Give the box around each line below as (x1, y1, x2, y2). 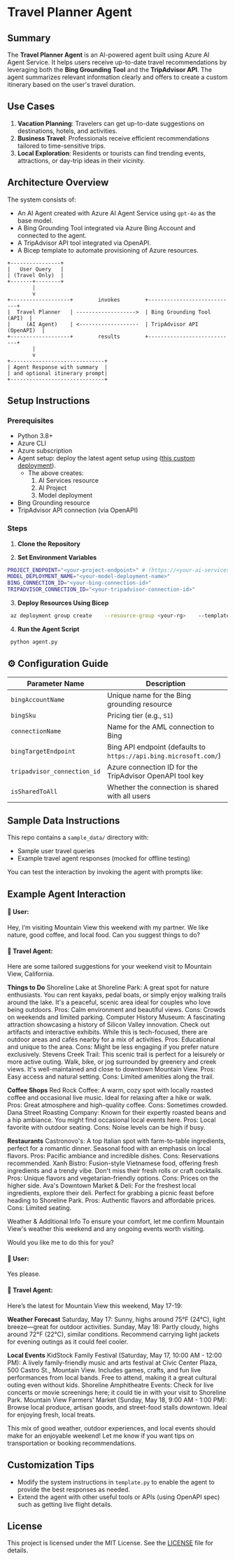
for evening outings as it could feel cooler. (7, 1337, 129, 1346)
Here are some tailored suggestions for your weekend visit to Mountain (7, 962, 212, 971)
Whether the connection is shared (107, 782, 219, 792)
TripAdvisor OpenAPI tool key (107, 771, 204, 780)
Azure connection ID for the (107, 762, 198, 772)
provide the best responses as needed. (17, 1485, 131, 1494)
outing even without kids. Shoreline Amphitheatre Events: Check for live (7, 1380, 214, 1389)
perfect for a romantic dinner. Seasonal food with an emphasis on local (7, 1144, 211, 1153)
